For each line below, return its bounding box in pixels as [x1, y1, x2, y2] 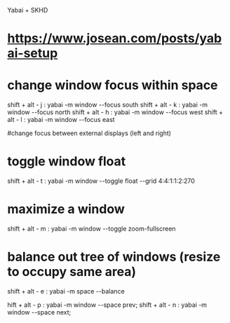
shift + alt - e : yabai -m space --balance [7, 287, 125, 295]
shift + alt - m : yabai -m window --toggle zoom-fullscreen [7, 224, 177, 233]
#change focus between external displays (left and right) [7, 129, 172, 137]
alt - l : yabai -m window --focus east [7, 116, 115, 124]
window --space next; [7, 308, 72, 316]
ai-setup [7, 46, 58, 62]
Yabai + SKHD [7, 6, 48, 14]
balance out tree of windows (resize [7, 249, 221, 265]
